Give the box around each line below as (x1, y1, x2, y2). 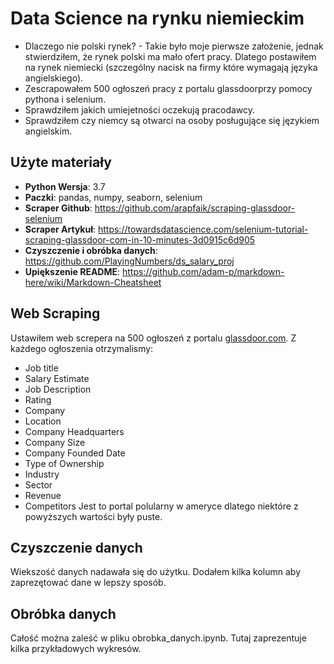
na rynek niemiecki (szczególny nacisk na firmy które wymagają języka (24, 61, 318, 73)
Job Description (24, 383, 92, 395)
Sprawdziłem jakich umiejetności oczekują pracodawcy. (24, 103, 256, 116)
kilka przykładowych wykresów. (10, 643, 142, 655)
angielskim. (24, 125, 73, 137)
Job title (24, 362, 59, 374)
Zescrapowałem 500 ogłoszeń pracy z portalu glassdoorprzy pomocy (24, 82, 313, 94)
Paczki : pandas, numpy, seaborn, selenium (24, 191, 203, 203)
